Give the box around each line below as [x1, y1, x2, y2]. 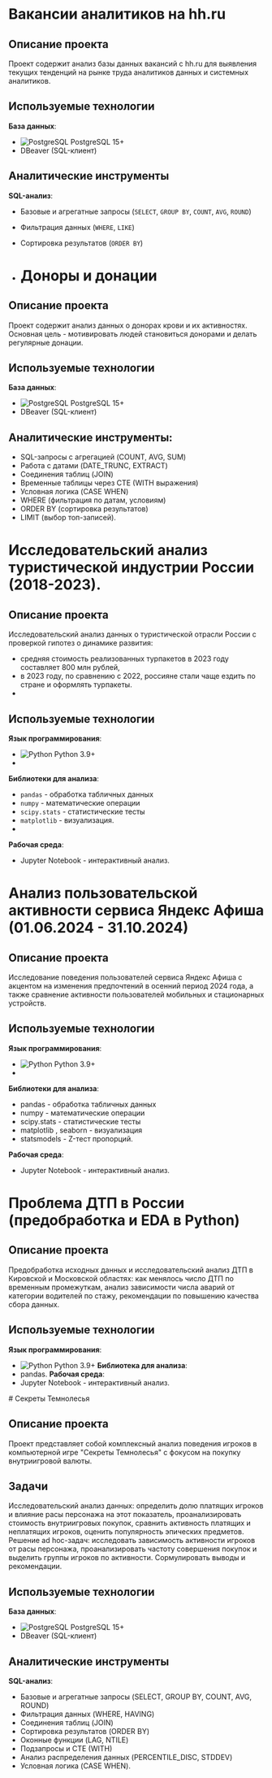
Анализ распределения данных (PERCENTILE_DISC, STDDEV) [19, 1752, 233, 1762]
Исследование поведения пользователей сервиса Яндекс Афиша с [8, 972, 243, 982]
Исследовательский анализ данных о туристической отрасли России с [8, 629, 257, 639]
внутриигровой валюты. [8, 1456, 93, 1466]
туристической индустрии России [8, 559, 254, 577]
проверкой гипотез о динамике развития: [8, 638, 153, 648]
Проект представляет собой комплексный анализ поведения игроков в [8, 1438, 257, 1448]
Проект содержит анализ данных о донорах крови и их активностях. [8, 320, 248, 330]
